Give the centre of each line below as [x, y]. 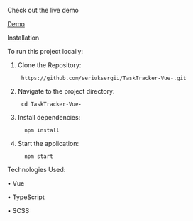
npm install [42, 130]
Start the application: [48, 143]
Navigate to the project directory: [66, 91]
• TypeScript [26, 197]
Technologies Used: [37, 170]
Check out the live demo [43, 10]
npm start [39, 157]
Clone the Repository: [49, 65]
